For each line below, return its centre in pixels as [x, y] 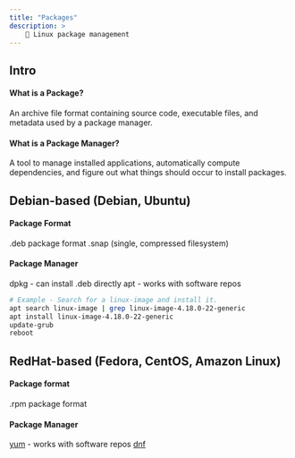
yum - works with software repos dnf [77, 445]
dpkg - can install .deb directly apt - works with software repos [125, 284]
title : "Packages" [43, 17]
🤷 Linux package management [77, 34]
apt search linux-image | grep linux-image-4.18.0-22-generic [127, 308]
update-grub [31, 325]
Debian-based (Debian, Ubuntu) [100, 201]
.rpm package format [48, 403]
